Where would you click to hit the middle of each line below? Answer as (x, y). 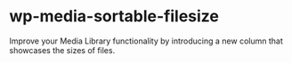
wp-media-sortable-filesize (114, 16)
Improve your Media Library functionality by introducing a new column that (146, 41)
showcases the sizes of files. (62, 50)
